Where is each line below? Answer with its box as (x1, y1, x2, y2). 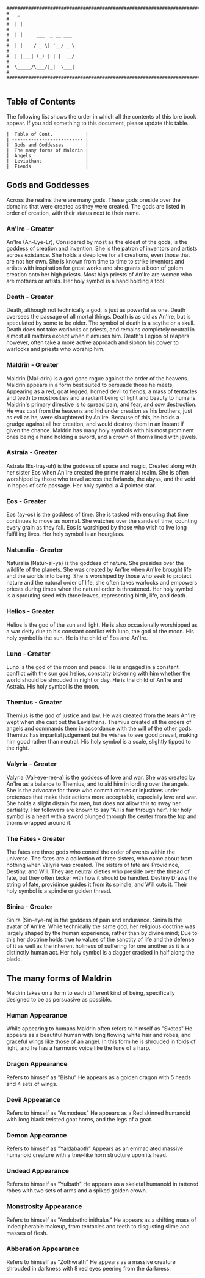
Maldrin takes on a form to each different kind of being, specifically (6, 989, 175, 996)
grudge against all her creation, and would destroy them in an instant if (6, 420, 184, 427)
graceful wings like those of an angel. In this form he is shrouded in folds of (6, 1038, 196, 1045)
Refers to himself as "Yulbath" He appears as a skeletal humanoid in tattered (6, 1180, 199, 1188)
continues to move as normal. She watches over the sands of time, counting (6, 517, 198, 525)
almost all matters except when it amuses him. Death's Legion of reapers (6, 333, 190, 340)
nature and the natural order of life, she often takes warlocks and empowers (6, 579, 198, 586)
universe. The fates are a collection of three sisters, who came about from (6, 854, 193, 862)
